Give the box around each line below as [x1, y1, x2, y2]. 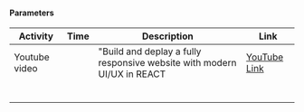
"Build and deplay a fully [98, 45, 202, 58]
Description [141, 30, 194, 42]
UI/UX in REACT [98, 68, 166, 80]
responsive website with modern [98, 57, 237, 70]
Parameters [9, 7, 54, 18]
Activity [18, 30, 54, 42]
